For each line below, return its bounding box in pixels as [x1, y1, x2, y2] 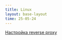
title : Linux [5, 7, 32, 12]
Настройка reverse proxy [5, 30, 58, 36]
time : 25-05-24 [5, 16, 36, 21]
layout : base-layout [5, 12, 48, 17]
